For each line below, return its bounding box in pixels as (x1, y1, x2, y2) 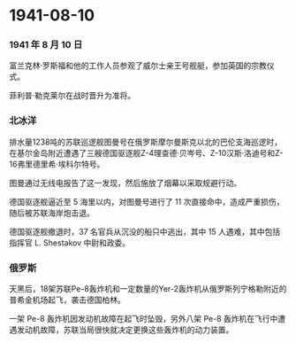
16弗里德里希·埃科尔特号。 (9, 159, 105, 169)
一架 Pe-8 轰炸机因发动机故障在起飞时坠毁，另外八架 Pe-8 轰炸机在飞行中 (9, 314, 278, 324)
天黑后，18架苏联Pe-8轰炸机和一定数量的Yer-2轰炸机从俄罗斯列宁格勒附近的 (9, 284, 287, 294)
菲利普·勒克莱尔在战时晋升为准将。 (9, 90, 136, 101)
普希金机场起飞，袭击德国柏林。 (9, 294, 125, 306)
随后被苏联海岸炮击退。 (9, 207, 95, 218)
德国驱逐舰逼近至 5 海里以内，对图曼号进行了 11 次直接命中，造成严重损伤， (9, 196, 285, 207)
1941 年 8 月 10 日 (9, 39, 83, 51)
